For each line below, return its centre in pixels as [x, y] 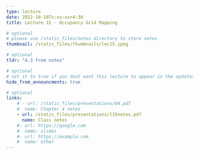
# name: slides [37, 131]
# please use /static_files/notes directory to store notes [82, 39]
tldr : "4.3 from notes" [36, 60]
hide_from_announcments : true [44, 82]
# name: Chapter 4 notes [49, 109]
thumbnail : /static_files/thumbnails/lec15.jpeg [67, 44]
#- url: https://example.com [53, 136]
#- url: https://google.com [51, 125]
